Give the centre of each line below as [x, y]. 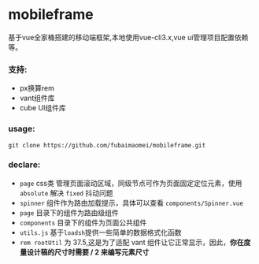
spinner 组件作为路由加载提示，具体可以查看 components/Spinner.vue [131, 203]
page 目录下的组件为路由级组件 [69, 212]
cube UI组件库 [43, 108]
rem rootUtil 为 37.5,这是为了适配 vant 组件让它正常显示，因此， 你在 [131, 242]
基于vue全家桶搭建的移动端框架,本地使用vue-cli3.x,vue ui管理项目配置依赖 [128, 37]
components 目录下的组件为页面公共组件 [83, 222]
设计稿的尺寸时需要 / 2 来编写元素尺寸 [88, 252]
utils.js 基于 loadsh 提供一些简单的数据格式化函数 [100, 232]
